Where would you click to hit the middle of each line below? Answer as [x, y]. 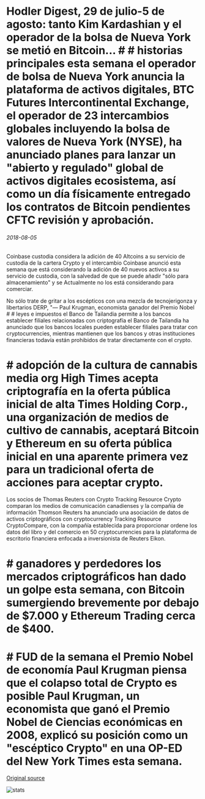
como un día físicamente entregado [99, 194]
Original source [26, 778]
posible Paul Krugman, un [73, 696]
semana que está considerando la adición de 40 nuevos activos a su [93, 270]
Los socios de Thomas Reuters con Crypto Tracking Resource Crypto [94, 499]
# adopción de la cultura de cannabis [102, 365]
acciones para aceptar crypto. [85, 482]
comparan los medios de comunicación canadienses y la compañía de [95, 506]
